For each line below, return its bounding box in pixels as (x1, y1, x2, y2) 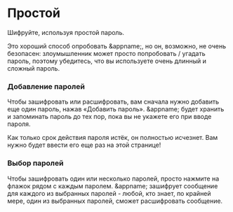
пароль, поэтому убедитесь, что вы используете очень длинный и (7, 57, 207, 65)
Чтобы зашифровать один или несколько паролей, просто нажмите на (7, 174, 220, 183)
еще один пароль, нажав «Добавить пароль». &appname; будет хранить (7, 105, 225, 113)
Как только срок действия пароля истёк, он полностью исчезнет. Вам (7, 134, 218, 142)
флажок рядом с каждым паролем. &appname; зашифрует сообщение (7, 181, 218, 190)
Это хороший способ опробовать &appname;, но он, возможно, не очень (7, 41, 227, 50)
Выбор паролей (7, 158, 64, 168)
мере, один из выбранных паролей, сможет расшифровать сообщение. (7, 197, 223, 205)
